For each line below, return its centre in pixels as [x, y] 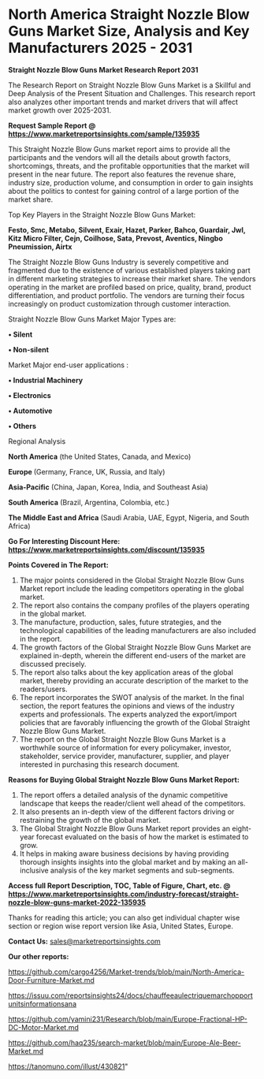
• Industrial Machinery [46, 380]
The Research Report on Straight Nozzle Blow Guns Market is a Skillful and [130, 85]
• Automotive [30, 411]
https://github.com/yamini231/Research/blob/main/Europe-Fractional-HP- [128, 1019]
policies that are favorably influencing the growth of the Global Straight [135, 722]
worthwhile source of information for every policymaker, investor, [125, 747]
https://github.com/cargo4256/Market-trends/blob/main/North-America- [126, 972]
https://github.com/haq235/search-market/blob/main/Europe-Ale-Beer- [125, 1043]
